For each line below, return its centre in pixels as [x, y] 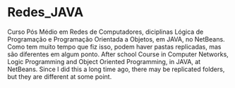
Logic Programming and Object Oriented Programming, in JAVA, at [104, 61]
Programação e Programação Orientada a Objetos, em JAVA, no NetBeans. [116, 39]
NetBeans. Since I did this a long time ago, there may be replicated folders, [116, 69]
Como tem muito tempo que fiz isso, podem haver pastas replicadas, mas [114, 46]
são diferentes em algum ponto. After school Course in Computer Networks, [118, 54]
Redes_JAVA [46, 12]
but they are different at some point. [60, 76]
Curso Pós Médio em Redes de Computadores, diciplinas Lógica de [106, 32]
